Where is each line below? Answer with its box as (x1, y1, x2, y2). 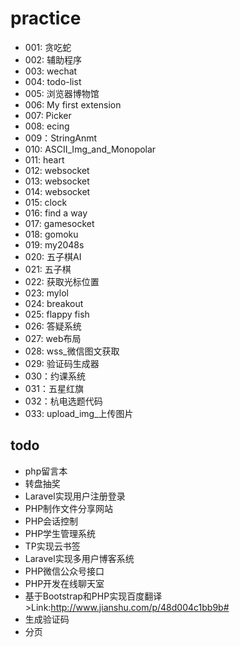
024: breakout (24, 297, 84, 309)
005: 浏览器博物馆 (24, 87, 100, 99)
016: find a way (24, 207, 88, 219)
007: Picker (24, 109, 72, 121)
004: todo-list (24, 75, 82, 87)
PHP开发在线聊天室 (24, 577, 105, 589)
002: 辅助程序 (24, 53, 82, 66)
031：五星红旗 (24, 382, 84, 394)
